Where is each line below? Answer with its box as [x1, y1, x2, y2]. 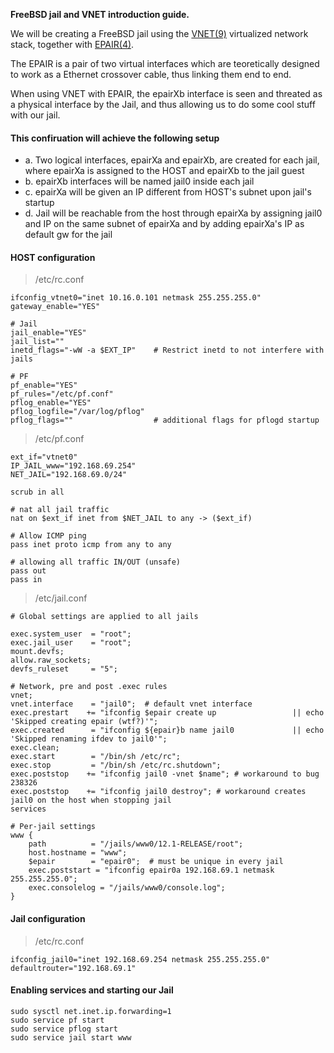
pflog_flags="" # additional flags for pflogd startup [10, 415, 320, 426]
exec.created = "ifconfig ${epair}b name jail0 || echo [10, 725, 325, 736]
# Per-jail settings [10, 822, 97, 832]
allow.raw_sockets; [10, 655, 92, 666]
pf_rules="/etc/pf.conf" [10, 389, 114, 399]
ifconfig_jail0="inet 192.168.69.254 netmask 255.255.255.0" [10, 954, 271, 964]
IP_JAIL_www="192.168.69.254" [10, 461, 137, 471]
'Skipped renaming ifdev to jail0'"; [10, 734, 168, 744]
